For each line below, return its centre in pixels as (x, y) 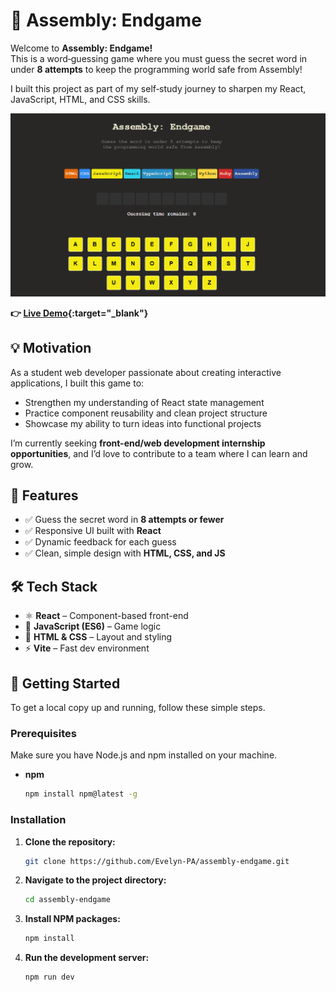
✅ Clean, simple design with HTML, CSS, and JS (125, 553)
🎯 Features (44, 495)
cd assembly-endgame (67, 900)
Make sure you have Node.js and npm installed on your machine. (144, 755)
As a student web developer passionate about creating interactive (146, 372)
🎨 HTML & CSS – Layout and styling (98, 637)
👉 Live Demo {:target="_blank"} (79, 313)
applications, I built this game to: (77, 383)
